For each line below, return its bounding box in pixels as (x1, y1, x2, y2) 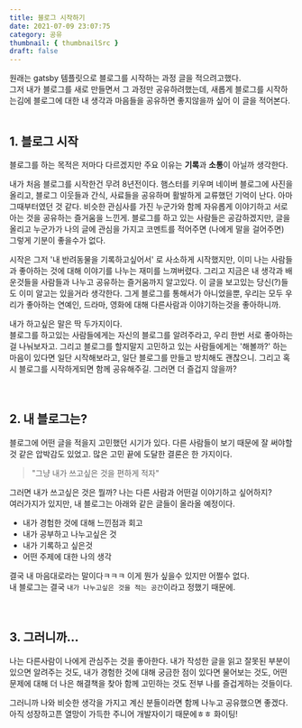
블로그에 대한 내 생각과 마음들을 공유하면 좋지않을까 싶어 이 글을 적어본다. (32, 96, 291, 106)
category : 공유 (9, 30, 63, 39)
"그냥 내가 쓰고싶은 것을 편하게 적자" (31, 467, 160, 478)
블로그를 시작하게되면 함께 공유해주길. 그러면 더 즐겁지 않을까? (18, 363, 237, 374)
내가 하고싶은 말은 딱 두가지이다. (9, 318, 124, 329)
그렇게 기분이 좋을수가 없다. (9, 235, 106, 245)
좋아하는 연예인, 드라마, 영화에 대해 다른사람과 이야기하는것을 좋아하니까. (25, 299, 281, 309)
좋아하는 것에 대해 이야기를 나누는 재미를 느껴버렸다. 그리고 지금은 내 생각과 (18, 265, 284, 276)
